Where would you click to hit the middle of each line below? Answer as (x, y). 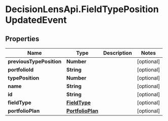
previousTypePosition (35, 62)
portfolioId (21, 70)
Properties (22, 39)
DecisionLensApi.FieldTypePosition (82, 9)
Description (118, 53)
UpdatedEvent (36, 20)
